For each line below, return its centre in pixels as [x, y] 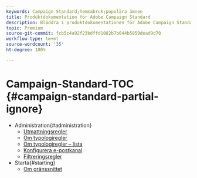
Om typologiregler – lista [53, 144]
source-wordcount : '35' [35, 45]
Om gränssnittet [43, 169]
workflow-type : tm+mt [33, 39]
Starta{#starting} [35, 163]
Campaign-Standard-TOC [70, 84]
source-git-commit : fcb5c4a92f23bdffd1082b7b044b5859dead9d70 [84, 33]
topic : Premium [25, 28]
